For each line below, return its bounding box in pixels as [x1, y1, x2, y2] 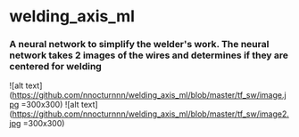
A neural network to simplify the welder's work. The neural [9, 38, 270, 51]
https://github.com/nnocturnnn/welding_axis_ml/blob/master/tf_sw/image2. [12, 109, 290, 119]
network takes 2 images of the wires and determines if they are [9, 49, 288, 61]
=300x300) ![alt [21, 100, 79, 110]
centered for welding [9, 60, 103, 73]
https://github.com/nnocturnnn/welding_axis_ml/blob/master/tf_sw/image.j [12, 90, 287, 101]
